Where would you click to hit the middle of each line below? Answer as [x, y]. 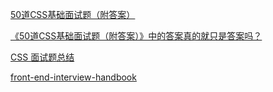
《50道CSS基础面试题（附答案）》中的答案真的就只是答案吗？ [136, 36]
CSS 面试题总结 [42, 57]
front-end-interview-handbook [73, 77]
